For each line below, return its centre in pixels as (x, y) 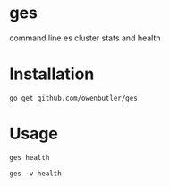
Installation (52, 74)
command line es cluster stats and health (85, 38)
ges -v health (36, 174)
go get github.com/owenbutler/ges (74, 98)
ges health (30, 157)
